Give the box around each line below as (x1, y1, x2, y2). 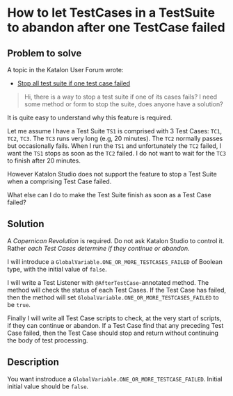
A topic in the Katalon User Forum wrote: (7, 66, 124, 74)
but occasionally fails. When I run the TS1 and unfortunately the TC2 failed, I (7, 142, 222, 150)
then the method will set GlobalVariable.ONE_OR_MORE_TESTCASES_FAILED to (7, 293, 219, 302)
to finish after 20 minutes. (7, 156, 81, 165)
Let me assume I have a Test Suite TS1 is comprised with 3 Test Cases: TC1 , (7, 127, 223, 135)
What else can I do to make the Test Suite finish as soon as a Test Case (7, 191, 211, 199)
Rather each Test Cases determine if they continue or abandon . (7, 244, 190, 252)
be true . (7, 300, 31, 308)
